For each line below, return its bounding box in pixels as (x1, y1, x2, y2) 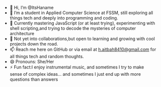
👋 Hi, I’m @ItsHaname (9, 5, 54, 10)
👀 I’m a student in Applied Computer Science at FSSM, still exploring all (9, 10, 153, 16)
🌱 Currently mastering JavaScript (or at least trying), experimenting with (9, 20, 155, 26)
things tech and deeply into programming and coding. (9, 15, 118, 21)
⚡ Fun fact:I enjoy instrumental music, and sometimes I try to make (9, 64, 144, 70)
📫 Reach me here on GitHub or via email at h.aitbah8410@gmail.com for (9, 46, 157, 52)
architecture (9, 31, 35, 36)
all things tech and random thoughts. (9, 54, 84, 59)
